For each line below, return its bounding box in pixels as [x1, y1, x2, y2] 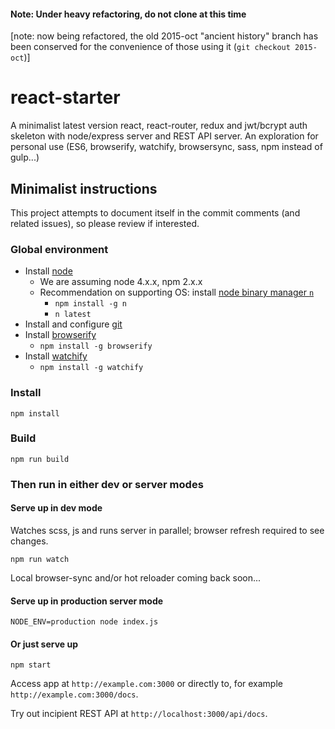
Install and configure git [24, 318, 123, 330]
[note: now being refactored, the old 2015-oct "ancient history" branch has [10, 30, 319, 42]
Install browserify [24, 329, 97, 341]
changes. [10, 535, 49, 547]
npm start [10, 660, 52, 670]
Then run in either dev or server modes [10, 477, 204, 491]
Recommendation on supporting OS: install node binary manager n [39, 286, 315, 299]
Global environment [10, 242, 109, 256]
